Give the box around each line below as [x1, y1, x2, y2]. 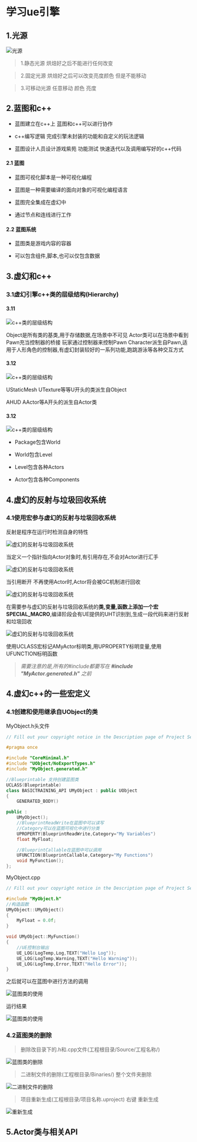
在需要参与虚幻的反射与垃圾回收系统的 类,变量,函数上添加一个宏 [6, 603, 159, 610]
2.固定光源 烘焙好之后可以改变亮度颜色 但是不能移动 [20, 72, 147, 79]
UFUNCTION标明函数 [6, 650, 57, 657]
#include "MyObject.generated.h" [6, 766, 88, 772]
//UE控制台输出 [16, 944, 49, 951]
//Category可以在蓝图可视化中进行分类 [16, 825, 100, 831]
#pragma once [6, 745, 38, 751]
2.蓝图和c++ [6, 103, 52, 113]
